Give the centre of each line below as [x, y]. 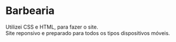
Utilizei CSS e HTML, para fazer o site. [52, 27]
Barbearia [30, 11]
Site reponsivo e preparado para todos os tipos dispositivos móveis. [88, 33]
